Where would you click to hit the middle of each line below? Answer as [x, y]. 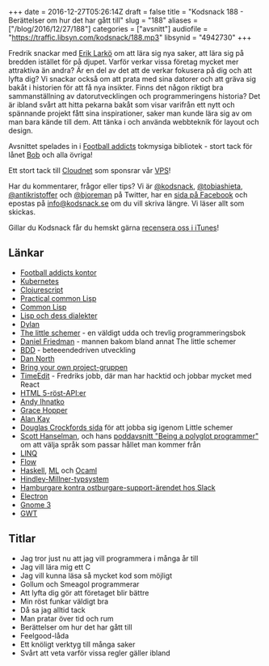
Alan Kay [35, 418]
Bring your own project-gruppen [74, 367]
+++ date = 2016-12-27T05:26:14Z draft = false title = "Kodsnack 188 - [126, 12]
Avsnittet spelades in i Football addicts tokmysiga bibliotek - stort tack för [130, 146]
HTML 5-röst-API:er [53, 392]
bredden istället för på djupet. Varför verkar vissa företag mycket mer [124, 62]
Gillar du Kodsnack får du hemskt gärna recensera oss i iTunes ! [114, 227]
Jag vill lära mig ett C [55, 566]
